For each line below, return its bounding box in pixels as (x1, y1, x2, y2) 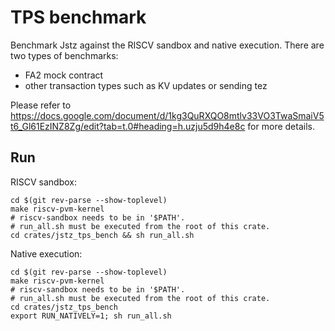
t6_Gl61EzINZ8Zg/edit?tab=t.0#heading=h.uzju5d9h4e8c (10, 120, 246, 132)
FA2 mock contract (24, 69, 104, 81)
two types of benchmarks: (10, 49, 119, 61)
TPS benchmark (10, 6, 147, 29)
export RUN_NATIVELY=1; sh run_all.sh (10, 311, 172, 321)
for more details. (247, 120, 315, 132)
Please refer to (10, 99, 72, 111)
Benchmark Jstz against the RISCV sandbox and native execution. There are (10, 39, 325, 51)
